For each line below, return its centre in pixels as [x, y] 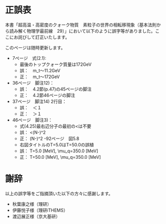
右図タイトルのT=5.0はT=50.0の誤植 [57, 144]
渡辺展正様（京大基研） [36, 216]
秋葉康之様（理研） [32, 204]
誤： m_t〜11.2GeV [40, 70]
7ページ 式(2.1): [29, 58]
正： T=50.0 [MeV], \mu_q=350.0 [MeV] [60, 157]
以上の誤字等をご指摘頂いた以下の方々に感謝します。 [59, 193]
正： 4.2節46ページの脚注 [47, 95]
